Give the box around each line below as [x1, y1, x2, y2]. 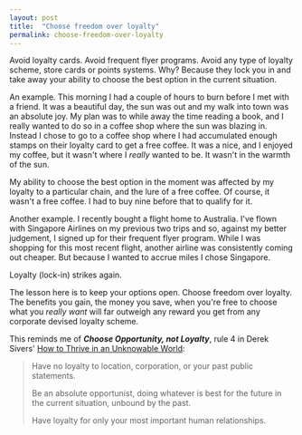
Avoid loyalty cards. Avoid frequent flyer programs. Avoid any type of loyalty [9, 55, 294, 66]
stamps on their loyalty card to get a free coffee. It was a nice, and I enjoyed [9, 140, 294, 150]
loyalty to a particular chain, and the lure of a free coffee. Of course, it [9, 187, 270, 198]
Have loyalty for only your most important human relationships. [31, 415, 267, 426]
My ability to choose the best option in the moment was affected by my [9, 177, 274, 188]
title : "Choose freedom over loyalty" [9, 22, 160, 31]
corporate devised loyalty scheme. [9, 316, 139, 327]
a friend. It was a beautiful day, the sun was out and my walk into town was [9, 101, 289, 112]
